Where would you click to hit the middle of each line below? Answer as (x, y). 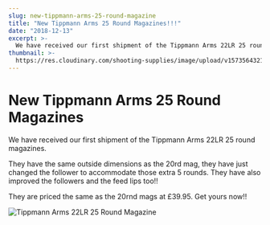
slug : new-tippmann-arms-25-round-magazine (82, 16)
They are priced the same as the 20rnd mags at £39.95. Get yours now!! (128, 196)
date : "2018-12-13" (41, 31)
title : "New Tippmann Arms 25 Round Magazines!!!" (95, 23)
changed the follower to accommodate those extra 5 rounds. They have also (135, 172)
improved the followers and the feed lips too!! (83, 181)
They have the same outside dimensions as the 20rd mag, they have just (128, 164)
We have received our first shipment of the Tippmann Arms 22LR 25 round (132, 139)
